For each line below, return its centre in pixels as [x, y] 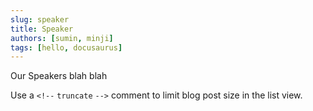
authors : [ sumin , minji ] [62, 38]
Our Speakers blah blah [59, 76]
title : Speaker [42, 29]
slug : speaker [40, 19]
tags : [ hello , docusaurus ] [66, 47]
